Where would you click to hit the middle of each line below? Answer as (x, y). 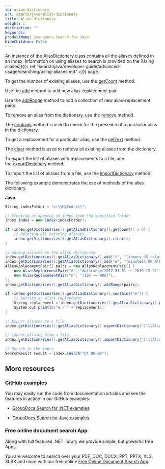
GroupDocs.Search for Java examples (51, 418)
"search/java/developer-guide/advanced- (79, 66)
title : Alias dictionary (30, 19)
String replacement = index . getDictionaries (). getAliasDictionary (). (87, 303)
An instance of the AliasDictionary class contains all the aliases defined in (80, 56)
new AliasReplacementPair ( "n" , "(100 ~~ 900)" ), (65, 275)
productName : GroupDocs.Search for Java (47, 37)
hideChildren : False (26, 42)
